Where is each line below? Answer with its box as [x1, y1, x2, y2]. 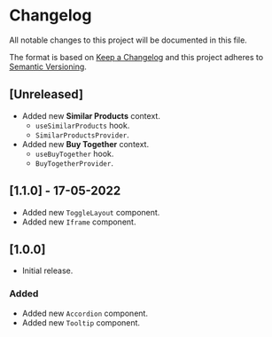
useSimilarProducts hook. [35, 120, 130, 130]
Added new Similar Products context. [21, 110, 161, 121]
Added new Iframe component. [21, 216, 136, 227]
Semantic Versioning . [9, 61, 87, 72]
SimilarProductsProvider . [35, 129, 130, 140]
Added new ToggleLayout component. [21, 207, 160, 217]
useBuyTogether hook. [35, 148, 114, 159]
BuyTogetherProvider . [35, 157, 113, 168]
